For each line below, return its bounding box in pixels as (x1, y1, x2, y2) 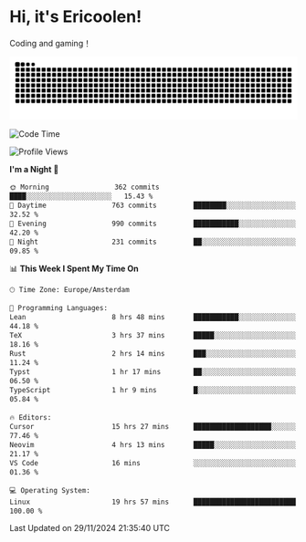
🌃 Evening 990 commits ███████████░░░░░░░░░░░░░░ (9, 219, 297, 228)
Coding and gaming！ (9, 37, 91, 48)
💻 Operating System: (9, 485, 91, 495)
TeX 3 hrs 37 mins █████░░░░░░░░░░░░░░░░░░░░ (9, 330, 297, 339)
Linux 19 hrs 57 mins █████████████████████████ (9, 497, 297, 506)
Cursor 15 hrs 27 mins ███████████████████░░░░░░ (9, 422, 297, 431)
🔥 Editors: (9, 412, 52, 422)
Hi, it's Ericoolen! (9, 6, 142, 27)
